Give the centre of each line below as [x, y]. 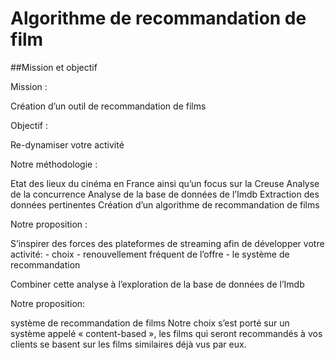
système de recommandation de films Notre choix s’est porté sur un [150, 323]
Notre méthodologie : [54, 164]
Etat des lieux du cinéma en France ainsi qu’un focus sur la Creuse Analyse [165, 183]
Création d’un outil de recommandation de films [108, 106]
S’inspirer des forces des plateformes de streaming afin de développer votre [167, 243]
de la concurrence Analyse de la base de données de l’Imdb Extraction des [165, 194]
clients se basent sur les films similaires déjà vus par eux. [128, 344]
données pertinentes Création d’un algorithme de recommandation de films [165, 204]
